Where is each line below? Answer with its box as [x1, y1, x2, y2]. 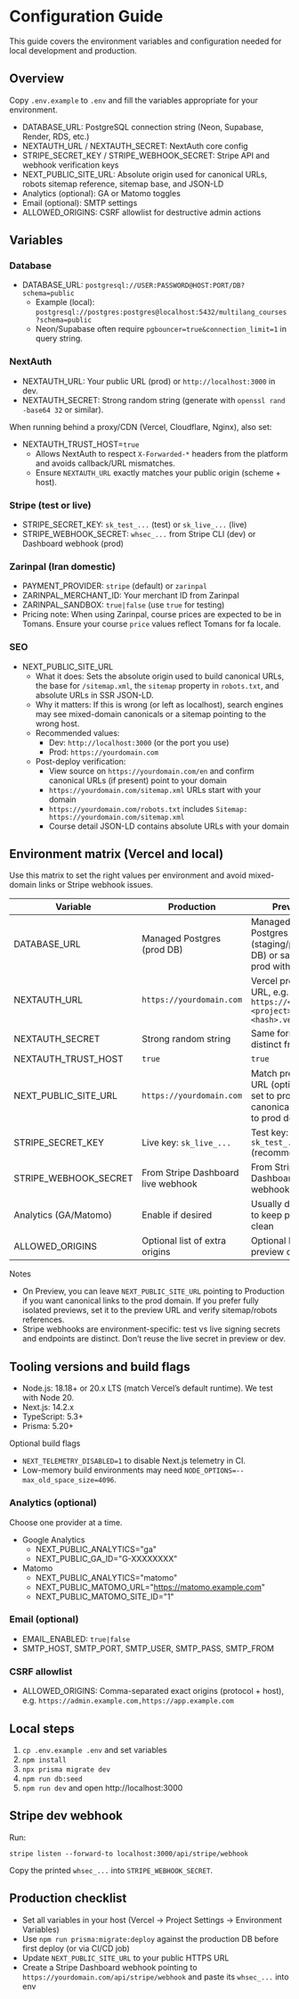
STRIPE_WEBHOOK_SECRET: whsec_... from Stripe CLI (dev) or [21, 529, 256, 540]
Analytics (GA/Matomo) [13, 1209, 113, 1221]
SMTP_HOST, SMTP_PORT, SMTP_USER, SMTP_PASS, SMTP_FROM [21, 1643, 274, 1654]
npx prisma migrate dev [21, 1764, 111, 1774]
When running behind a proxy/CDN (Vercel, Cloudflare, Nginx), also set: [9, 421, 272, 432]
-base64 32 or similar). [21, 404, 104, 415]
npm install [21, 1755, 67, 1764]
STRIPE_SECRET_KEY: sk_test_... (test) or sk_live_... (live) [21, 519, 247, 530]
